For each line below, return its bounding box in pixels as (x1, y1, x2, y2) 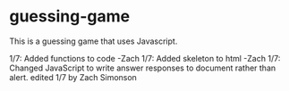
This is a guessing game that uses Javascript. (9, 36, 178, 46)
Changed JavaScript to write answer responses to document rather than (9, 62, 276, 73)
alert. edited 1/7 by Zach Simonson (9, 71, 137, 82)
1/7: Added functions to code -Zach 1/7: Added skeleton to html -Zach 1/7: (9, 53, 281, 63)
